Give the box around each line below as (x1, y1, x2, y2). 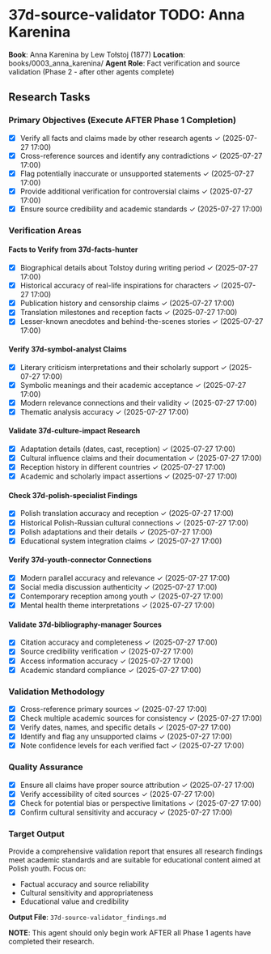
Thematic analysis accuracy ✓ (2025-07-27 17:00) (19, 407, 189, 416)
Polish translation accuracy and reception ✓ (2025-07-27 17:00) (19, 509, 235, 518)
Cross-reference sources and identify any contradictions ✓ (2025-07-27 (19, 151, 263, 160)
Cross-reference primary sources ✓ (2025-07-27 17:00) (19, 704, 208, 713)
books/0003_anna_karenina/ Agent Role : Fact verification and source (8, 58, 240, 68)
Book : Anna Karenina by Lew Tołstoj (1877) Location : (8, 49, 186, 59)
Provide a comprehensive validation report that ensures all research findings (8, 846, 263, 856)
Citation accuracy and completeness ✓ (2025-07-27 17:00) (19, 637, 218, 647)
